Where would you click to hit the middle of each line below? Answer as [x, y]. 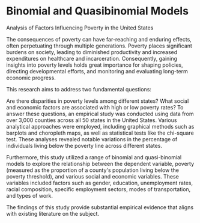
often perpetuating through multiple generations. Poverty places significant [99, 46]
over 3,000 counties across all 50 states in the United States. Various [92, 120]
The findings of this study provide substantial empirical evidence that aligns [100, 207]
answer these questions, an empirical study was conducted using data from [100, 114]
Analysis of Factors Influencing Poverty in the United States [80, 28]
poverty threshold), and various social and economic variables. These [92, 176]
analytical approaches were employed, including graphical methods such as [100, 126]
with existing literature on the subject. [53, 213]
